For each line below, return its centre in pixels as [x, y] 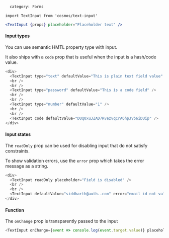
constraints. [18, 151]
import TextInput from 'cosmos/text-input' [52, 16]
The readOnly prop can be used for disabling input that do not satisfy [76, 145]
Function [15, 210]
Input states [18, 134]
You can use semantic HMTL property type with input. [61, 47]
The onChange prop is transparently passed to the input [62, 221]
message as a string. [27, 166]
